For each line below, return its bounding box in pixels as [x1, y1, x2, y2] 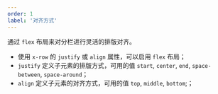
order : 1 [7, 10, 33, 18]
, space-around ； [40, 70, 89, 78]
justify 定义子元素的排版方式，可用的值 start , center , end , [17, 61, 191, 69]
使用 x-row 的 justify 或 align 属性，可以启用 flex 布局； [17, 52, 186, 61]
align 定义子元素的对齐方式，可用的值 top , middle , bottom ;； [17, 78, 194, 87]
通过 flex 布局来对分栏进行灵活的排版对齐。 [7, 37, 136, 46]
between [17, 71, 40, 78]
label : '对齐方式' [7, 17, 58, 24]
